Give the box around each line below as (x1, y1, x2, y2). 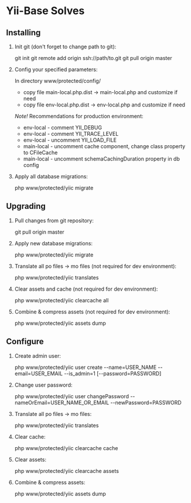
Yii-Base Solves (6, 4, 85, 18)
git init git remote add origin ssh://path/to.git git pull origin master (14, 55, 172, 61)
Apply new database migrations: (14, 239, 93, 246)
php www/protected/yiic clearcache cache (14, 444, 118, 451)
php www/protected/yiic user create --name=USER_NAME (14, 364, 157, 371)
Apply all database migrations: (14, 173, 88, 180)
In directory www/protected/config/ (14, 78, 101, 84)
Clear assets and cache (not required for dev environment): (14, 285, 158, 292)
